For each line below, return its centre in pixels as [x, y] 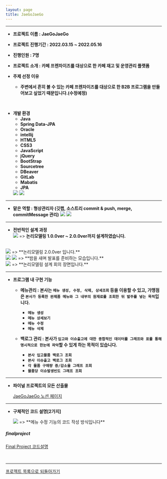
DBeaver [29, 172]
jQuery [28, 156]
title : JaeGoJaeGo [25, 14]
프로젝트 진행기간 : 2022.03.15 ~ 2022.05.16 [57, 44]
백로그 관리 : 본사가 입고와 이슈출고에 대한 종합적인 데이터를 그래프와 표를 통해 [91, 338]
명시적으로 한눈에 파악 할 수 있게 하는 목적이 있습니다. [69, 345]
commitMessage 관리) [36, 214]
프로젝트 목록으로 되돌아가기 [33, 472]
